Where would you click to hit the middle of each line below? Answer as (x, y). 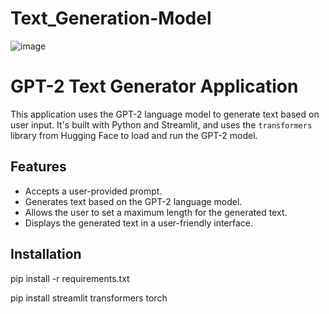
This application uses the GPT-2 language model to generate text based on (165, 114)
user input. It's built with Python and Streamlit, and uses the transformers (161, 124)
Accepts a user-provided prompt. (93, 191)
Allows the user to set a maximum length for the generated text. (156, 212)
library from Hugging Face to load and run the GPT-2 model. (134, 135)
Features (38, 167)
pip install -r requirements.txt (70, 278)
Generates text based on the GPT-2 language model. (133, 201)
